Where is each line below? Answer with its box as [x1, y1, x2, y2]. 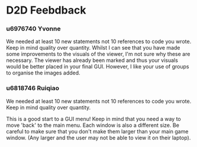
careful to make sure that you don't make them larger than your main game [6, 128, 189, 135]
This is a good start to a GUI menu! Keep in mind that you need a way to [6, 115, 182, 122]
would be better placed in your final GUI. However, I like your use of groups [6, 63, 189, 70]
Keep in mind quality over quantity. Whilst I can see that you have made [6, 44, 180, 51]
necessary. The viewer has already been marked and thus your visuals [6, 57, 179, 64]
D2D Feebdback [6, 4, 86, 17]
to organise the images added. [6, 69, 81, 77]
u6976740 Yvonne [6, 25, 61, 33]
